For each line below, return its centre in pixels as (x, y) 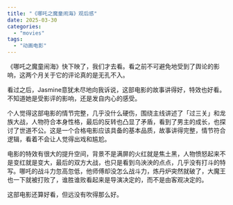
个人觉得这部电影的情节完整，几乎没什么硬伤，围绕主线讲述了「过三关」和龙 (116, 113)
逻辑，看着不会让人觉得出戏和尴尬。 (59, 139)
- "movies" (29, 33)
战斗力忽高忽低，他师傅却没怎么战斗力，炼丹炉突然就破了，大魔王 (131, 171)
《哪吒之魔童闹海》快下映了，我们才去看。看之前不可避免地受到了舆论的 (110, 66)
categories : (24, 26)
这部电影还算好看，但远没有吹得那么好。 (65, 194)
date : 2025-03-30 (32, 20)
